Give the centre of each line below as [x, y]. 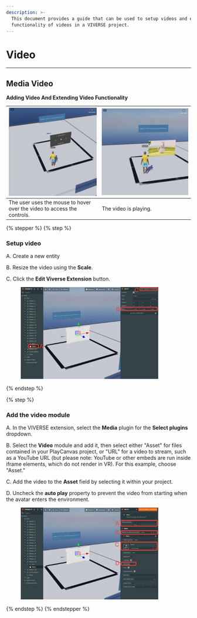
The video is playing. [127, 209]
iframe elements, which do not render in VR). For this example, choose [91, 464]
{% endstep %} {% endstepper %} [48, 609]
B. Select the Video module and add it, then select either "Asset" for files [94, 445]
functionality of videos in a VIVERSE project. [71, 25]
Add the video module [38, 415]
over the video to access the [43, 209]
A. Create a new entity [33, 256]
